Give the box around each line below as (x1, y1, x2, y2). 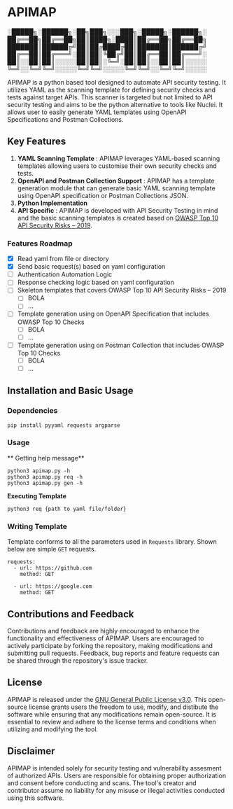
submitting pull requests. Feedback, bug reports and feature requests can (7, 649, 220, 657)
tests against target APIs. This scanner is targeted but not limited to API (7, 92, 213, 101)
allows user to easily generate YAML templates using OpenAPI (7, 108, 187, 116)
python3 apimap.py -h (7, 467, 71, 474)
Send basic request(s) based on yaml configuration (17, 262, 166, 271)
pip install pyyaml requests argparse (7, 421, 120, 429)
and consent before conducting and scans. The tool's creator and (7, 778, 197, 787)
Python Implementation (17, 199, 88, 207)
